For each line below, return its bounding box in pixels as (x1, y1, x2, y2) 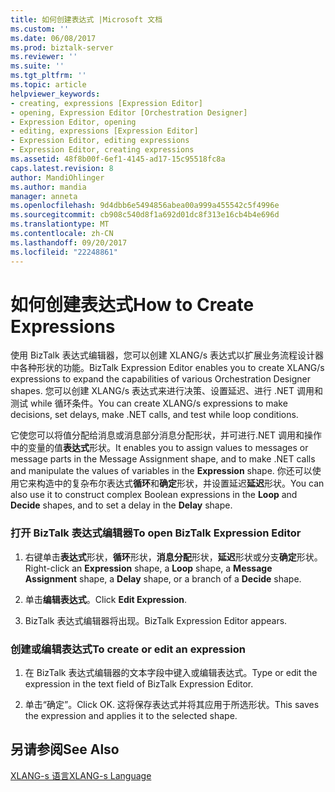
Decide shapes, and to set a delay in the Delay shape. (10, 499, 233, 511)
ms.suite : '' (10, 61, 65, 71)
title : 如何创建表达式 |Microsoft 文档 (10, 14, 163, 25)
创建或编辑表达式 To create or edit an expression (10, 642, 246, 656)
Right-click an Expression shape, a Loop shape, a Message (24, 562, 273, 574)
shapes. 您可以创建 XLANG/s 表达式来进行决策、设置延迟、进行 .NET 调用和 (10, 385, 323, 397)
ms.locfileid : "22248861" (10, 247, 118, 257)
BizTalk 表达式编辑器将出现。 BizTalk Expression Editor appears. (24, 614, 288, 626)
